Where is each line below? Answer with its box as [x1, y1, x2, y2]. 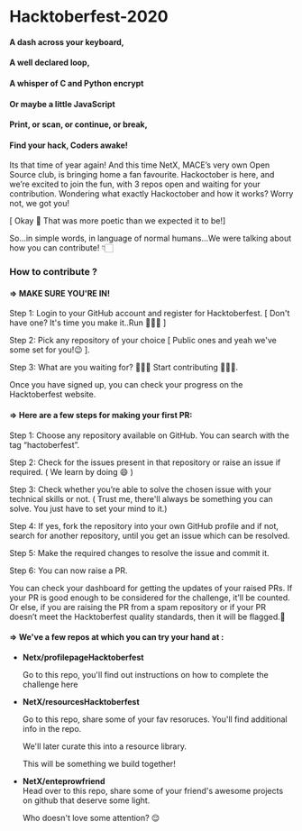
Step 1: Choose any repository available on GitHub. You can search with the [9, 430, 290, 441]
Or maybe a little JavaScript [9, 98, 115, 109]
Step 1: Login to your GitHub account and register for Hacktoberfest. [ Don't [9, 308, 290, 319]
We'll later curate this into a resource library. [22, 741, 188, 752]
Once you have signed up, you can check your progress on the [9, 379, 243, 390]
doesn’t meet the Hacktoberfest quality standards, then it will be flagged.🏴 [9, 611, 286, 622]
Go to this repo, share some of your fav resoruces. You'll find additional [22, 714, 288, 725]
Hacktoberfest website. [9, 389, 96, 400]
